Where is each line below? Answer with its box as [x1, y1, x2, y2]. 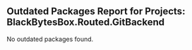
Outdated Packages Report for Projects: [6, 6, 186, 17]
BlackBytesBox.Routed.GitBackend [6, 17, 165, 28]
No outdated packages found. [6, 35, 94, 43]
